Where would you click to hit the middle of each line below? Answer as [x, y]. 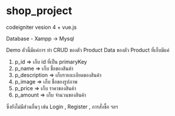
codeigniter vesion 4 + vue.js [42, 27]
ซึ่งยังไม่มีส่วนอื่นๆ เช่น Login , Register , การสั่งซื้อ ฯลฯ [62, 107]
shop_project [39, 11]
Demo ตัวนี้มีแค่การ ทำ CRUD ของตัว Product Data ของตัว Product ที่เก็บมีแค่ [88, 50]
